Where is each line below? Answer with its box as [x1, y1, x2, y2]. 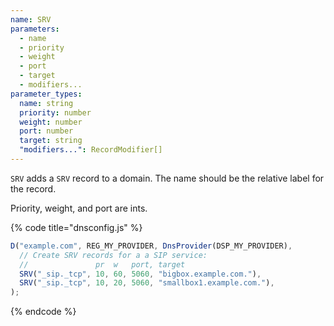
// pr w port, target [19, 259, 186, 270]
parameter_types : [10, 89, 83, 99]
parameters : [10, 24, 60, 34]
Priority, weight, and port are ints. [10, 202, 148, 214]
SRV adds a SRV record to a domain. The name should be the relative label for [10, 172, 325, 184]
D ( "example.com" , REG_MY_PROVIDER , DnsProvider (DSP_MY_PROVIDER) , [10, 241, 293, 251]
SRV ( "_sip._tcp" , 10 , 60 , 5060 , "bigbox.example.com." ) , [19, 269, 262, 279]
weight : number [19, 117, 83, 127]
